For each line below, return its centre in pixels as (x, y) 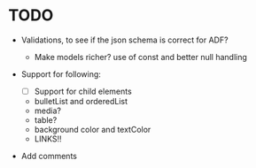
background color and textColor (93, 130)
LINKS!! (48, 139)
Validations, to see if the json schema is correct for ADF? (124, 40)
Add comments (49, 156)
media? (48, 111)
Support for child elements (83, 91)
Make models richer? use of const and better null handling (140, 57)
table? (46, 120)
